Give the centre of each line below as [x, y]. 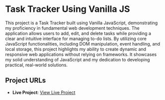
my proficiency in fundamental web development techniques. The [73, 28]
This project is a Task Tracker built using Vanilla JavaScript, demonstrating [82, 23]
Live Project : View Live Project [44, 92]
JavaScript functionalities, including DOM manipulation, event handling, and [83, 44]
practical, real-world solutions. [37, 65]
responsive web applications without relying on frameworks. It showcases [81, 54]
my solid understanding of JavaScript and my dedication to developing [78, 59]
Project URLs [26, 80]
